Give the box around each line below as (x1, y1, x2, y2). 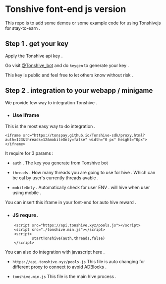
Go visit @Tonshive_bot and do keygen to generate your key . (5, 62, 129, 68)
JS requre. (12, 212, 38, 218)
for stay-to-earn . (5, 25, 41, 31)
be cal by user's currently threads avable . (12, 175, 99, 181)
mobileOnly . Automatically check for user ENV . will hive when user (12, 184, 150, 190)
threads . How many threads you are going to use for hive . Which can (12, 169, 156, 175)
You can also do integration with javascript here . (5, 249, 105, 255)
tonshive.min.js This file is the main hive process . (12, 274, 116, 280)
